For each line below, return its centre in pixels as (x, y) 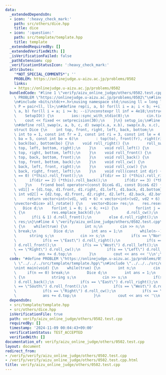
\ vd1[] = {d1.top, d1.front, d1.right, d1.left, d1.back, (76, 189)
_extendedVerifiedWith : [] (37, 51)
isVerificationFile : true (36, 314)
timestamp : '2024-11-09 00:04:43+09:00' (52, 328)
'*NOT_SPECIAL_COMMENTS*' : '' (45, 74)
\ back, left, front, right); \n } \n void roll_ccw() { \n (81, 167)
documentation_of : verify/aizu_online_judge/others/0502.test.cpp (75, 342)
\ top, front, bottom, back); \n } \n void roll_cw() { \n (79, 162)
